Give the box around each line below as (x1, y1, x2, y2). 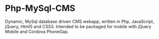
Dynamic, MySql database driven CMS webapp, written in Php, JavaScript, (5, 19, 154, 24)
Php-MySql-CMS (5, 3, 76, 14)
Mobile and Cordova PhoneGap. (5, 29, 69, 34)
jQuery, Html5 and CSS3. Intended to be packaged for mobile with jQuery (5, 23, 152, 29)
